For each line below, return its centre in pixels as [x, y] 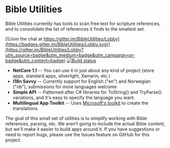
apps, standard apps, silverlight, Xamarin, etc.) [61, 76]
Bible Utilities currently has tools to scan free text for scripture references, [83, 23]
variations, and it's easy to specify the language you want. [74, 97]
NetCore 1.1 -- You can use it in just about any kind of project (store [83, 70]
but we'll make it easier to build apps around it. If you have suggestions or [83, 129]
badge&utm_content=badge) [35, 60]
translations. [26, 108]
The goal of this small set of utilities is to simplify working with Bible [76, 118]
